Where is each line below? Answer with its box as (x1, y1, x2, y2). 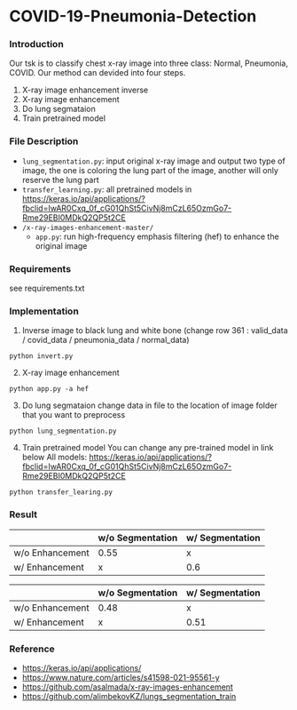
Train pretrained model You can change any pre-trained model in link (21, 443, 274, 453)
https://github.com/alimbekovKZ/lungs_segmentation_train (21, 690, 237, 701)
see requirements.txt (9, 283, 85, 294)
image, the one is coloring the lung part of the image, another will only (21, 164, 279, 175)
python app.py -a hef (9, 385, 90, 394)
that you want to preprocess (21, 410, 126, 420)
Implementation (9, 305, 80, 317)
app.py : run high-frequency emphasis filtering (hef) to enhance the (35, 231, 279, 242)
